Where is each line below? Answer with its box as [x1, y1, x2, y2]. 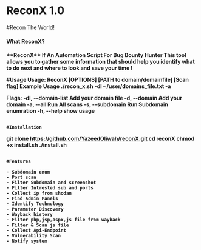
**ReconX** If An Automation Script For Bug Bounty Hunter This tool [6, 52, 186, 59]
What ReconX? [6, 38, 45, 45]
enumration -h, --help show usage [6, 107, 95, 115]
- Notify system [6, 238, 47, 245]
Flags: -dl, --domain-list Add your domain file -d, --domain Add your [6, 95, 182, 102]
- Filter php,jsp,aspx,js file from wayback [6, 217, 121, 223]
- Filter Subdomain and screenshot [6, 180, 97, 186]
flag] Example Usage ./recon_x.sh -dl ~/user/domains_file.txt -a [6, 83, 171, 90]
